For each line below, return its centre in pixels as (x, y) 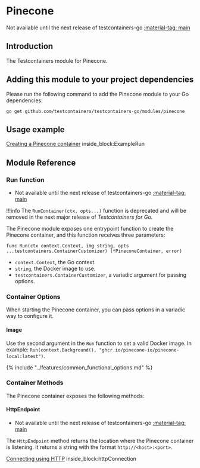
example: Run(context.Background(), (51, 349)
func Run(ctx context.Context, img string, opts (68, 246)
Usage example (36, 129)
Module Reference (41, 163)
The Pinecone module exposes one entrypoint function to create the (90, 229)
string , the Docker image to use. (55, 269)
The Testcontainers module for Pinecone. (57, 60)
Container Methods (35, 383)
